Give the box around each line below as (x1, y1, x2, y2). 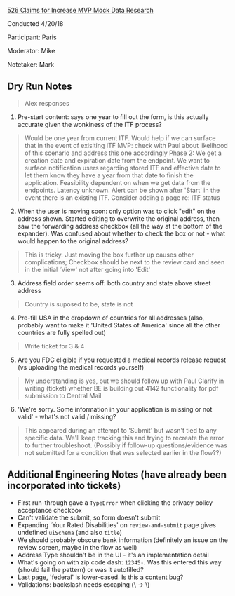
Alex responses (24, 99, 70, 107)
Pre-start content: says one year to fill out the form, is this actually (17, 112, 209, 121)
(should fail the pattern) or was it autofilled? (17, 565, 144, 574)
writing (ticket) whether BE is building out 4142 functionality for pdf (24, 384, 219, 392)
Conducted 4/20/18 (7, 20, 64, 27)
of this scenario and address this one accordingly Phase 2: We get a (24, 149, 222, 157)
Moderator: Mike (7, 47, 55, 55)
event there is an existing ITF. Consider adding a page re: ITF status (24, 193, 220, 202)
